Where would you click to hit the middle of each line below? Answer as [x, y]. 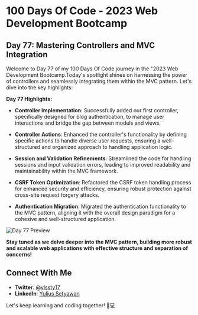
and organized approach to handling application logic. [107, 147]
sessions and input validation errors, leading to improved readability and [103, 165]
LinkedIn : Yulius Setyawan [47, 293]
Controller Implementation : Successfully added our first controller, [97, 110]
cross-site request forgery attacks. [57, 195]
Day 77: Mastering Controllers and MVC [81, 45]
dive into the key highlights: [40, 87]
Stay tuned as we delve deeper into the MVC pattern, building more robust [99, 242]
